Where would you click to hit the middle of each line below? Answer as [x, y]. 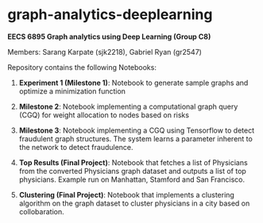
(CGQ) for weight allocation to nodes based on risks [104, 115]
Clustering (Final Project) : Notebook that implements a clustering [127, 194]
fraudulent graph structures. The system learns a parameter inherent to [136, 138]
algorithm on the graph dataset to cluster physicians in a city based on [134, 203]
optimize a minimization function [72, 91]
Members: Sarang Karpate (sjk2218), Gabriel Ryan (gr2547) [104, 52]
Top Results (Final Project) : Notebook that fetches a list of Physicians [133, 162]
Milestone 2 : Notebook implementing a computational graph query [128, 106]
